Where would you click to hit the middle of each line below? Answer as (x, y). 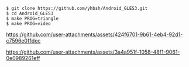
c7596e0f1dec (23, 40)
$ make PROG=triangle (32, 19)
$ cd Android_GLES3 (30, 13)
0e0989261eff (23, 58)
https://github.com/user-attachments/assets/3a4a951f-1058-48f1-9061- (93, 52)
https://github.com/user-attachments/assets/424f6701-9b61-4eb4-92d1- (94, 34)
